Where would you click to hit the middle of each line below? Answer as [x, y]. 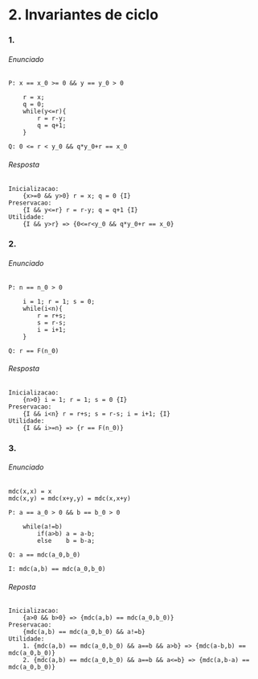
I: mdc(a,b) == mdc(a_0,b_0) [57, 569]
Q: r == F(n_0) [34, 351]
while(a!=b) [43, 526]
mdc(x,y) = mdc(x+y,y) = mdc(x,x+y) [70, 498]
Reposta [22, 586]
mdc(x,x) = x [30, 491]
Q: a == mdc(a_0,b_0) [45, 555]
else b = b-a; [66, 540]
